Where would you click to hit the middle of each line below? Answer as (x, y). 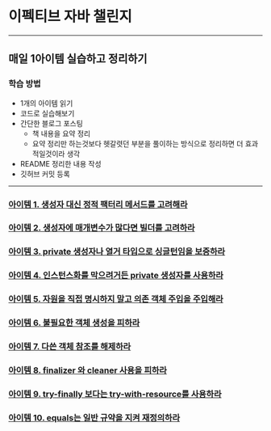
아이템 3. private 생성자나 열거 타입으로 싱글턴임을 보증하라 (117, 251)
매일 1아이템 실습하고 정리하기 (78, 59)
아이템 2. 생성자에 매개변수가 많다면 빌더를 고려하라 (102, 228)
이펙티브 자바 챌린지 (71, 17)
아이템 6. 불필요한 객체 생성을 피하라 (74, 323)
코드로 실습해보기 (47, 113)
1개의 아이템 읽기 (46, 103)
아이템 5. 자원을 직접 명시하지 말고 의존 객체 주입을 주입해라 (116, 299)
